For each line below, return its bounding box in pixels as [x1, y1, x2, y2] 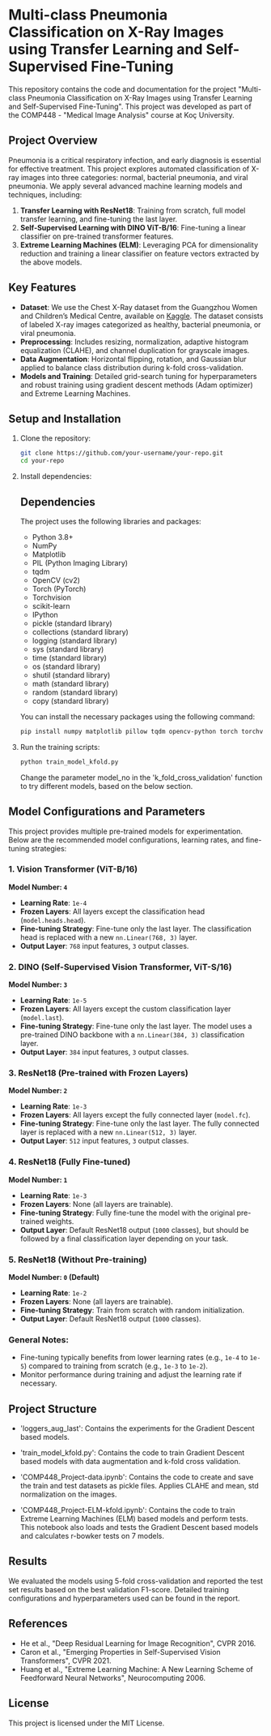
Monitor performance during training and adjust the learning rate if [19, 1370, 243, 1380]
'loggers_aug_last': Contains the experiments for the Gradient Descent [19, 1424, 255, 1433]
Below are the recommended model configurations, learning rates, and [8, 834, 244, 845]
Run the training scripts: [19, 742, 100, 752]
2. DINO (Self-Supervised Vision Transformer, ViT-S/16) [8, 961, 232, 972]
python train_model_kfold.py [19, 757, 119, 766]
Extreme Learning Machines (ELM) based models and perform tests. [19, 1514, 248, 1523]
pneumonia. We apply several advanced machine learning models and [8, 181, 243, 191]
